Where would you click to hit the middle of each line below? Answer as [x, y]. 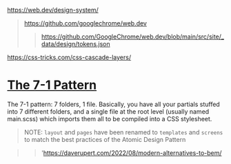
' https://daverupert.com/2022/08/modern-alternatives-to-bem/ [131, 153]
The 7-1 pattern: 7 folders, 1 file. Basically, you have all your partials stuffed [114, 104]
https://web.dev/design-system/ [53, 10]
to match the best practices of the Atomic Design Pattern [105, 139]
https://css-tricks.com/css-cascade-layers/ [69, 57]
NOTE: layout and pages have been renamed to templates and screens [123, 132]
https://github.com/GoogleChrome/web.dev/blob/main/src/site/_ [132, 37]
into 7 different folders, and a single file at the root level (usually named [108, 111]
